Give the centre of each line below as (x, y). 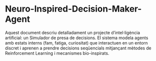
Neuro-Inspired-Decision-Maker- (73, 9)
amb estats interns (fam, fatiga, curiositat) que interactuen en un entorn (77, 43)
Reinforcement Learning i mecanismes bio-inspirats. (57, 53)
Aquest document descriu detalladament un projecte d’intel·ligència (73, 32)
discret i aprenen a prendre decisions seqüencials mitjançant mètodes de (78, 48)
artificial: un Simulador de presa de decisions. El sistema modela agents (77, 38)
